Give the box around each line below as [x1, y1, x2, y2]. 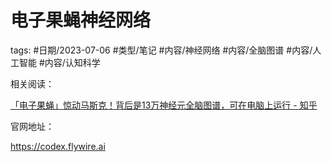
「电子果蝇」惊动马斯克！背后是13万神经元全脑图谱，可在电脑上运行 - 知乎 [10, 99, 318, 111]
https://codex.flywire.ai [10, 140, 106, 152]
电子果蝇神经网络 [10, 9, 152, 32]
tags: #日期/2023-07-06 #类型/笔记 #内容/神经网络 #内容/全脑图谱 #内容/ [10, 44, 313, 56]
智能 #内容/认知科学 [18, 56, 101, 68]
